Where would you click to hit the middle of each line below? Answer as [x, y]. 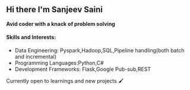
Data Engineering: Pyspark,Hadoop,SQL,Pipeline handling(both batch [99, 51]
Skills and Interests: [31, 37]
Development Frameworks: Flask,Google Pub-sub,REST [83, 69]
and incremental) [36, 57]
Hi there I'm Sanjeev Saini [54, 10]
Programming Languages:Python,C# [59, 63]
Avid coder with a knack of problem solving [61, 24]
